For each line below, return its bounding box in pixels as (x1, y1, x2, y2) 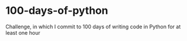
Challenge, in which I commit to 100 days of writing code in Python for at (5, 23, 181, 30)
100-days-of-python (5, 4, 108, 17)
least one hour (5, 29, 40, 36)
